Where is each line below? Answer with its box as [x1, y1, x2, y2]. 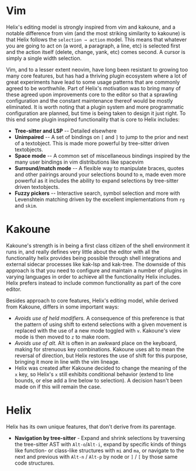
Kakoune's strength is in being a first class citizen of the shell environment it [6, 242, 190, 249]
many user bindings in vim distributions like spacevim [14, 158, 144, 165]
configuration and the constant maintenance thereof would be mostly [6, 97, 173, 104]
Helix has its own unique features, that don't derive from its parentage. [6, 423, 177, 430]
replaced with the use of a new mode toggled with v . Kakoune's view [14, 327, 181, 334]
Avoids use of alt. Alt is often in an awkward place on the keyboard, [14, 339, 177, 347]
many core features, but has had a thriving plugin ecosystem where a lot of [6, 72, 187, 79]
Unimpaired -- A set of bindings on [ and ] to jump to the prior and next [14, 133, 188, 140]
